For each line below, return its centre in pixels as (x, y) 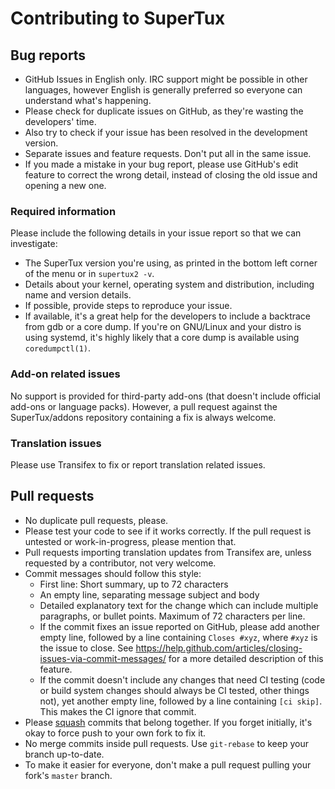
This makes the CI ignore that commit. (118, 711)
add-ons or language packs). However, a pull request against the (144, 406)
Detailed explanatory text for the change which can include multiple (179, 605)
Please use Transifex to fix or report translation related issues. (138, 464)
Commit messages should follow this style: (113, 573)
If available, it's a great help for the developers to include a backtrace (168, 316)
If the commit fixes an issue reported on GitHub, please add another (179, 626)
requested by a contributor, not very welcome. (120, 563)
